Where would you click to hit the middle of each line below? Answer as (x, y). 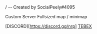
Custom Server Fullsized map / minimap (46, 17)
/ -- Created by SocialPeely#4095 (40, 7)
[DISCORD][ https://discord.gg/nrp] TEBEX (49, 26)
